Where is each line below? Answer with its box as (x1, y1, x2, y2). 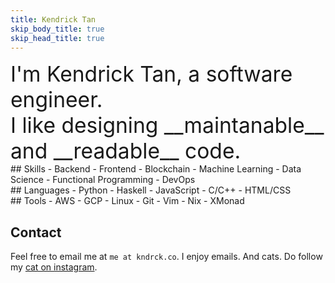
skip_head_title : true (10, 33, 105, 43)
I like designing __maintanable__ (10, 112, 325, 139)
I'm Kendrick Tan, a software (10, 61, 293, 88)
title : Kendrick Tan (10, 14, 97, 25)
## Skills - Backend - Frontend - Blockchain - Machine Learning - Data (10, 163, 302, 175)
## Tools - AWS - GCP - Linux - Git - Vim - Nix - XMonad (10, 195, 245, 207)
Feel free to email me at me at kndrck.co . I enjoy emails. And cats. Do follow (10, 251, 323, 263)
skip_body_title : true (10, 24, 105, 34)
